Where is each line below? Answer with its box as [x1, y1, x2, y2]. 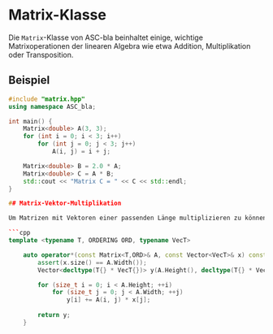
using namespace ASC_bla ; [8, 102, 96, 111]
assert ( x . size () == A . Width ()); [37, 258, 148, 267]
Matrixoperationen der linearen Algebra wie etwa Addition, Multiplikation [8, 41, 251, 50]
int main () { [8, 117, 53, 125]
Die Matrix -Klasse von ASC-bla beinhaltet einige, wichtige [8, 33, 203, 42]
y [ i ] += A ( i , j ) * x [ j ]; [66, 296, 151, 304]
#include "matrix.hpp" [8, 95, 85, 103]
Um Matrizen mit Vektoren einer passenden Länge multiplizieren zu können [8, 214, 267, 223]
